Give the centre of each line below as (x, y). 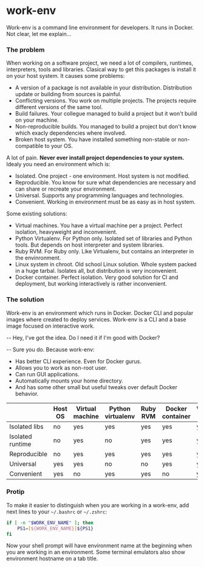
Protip (15, 492)
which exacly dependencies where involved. (70, 133)
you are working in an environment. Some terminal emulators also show (96, 552)
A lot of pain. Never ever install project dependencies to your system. (95, 158)
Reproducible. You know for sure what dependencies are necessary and (105, 183)
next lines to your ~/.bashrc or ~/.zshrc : (57, 512)
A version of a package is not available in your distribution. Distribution (104, 88)
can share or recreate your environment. (66, 189)
